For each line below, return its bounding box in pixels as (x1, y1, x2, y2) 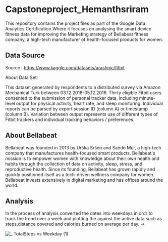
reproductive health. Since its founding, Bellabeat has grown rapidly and (5, 166, 155, 172)
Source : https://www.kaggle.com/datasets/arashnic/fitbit (5, 64, 125, 70)
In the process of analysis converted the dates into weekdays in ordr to (5, 210, 153, 216)
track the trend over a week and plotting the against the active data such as (5, 216, 162, 222)
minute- (139, 95, 155, 101)
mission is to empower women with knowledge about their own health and (5, 155, 160, 162)
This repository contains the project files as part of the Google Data (5, 20, 145, 26)
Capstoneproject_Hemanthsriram (5, 4, 149, 15)
